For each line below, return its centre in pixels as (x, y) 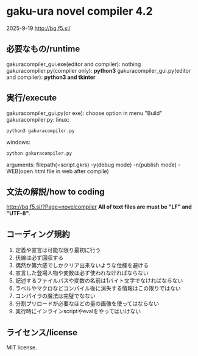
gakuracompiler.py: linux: (38, 119)
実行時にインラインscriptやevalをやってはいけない (78, 311)
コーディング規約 (38, 234)
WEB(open (20, 171)
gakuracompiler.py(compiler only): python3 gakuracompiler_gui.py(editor (99, 70)
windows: (18, 142)
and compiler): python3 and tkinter (51, 77)
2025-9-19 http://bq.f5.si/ (39, 28)
